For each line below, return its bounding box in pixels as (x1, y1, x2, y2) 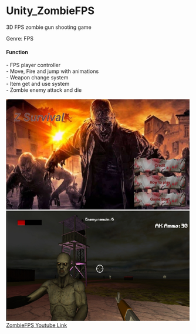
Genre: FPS (6, 35, 34, 42)
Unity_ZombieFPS (6, 4, 95, 18)
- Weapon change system (6, 74, 69, 81)
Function (6, 48, 28, 55)
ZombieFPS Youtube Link (6, 322, 67, 329)
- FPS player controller (6, 62, 60, 69)
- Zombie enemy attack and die (6, 86, 82, 93)
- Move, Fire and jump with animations (6, 68, 99, 75)
